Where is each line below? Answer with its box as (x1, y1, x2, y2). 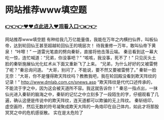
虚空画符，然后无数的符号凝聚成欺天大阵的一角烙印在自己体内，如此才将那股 (5, 103, 159, 110)
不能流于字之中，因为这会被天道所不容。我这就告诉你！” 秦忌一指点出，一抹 (5, 85, 158, 91)
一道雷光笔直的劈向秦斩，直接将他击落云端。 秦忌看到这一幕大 (32, 49, 158, 55)
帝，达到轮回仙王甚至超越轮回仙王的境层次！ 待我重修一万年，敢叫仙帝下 (5, 42, 152, 49)
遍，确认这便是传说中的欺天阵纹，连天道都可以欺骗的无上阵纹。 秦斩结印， (5, 98, 156, 103)
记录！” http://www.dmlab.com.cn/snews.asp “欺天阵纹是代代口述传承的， (5, 79, 155, 85)
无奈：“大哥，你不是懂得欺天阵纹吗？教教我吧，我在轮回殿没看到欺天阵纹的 (5, 73, 157, 79)
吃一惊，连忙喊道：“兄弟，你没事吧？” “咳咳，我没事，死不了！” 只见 (5, 55, 143, 61)
